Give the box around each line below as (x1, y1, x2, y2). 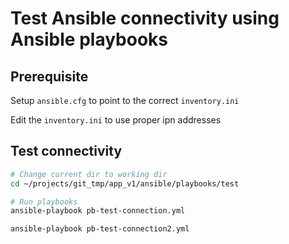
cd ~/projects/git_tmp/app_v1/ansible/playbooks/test (10, 178, 240, 189)
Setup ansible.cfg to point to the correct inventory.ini (10, 95, 240, 106)
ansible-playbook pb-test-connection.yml (10, 206, 186, 216)
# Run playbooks (10, 197, 78, 207)
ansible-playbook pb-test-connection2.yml (10, 224, 190, 234)
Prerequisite (10, 68, 89, 85)
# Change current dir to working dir (10, 169, 168, 179)
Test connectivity (10, 143, 123, 160)
